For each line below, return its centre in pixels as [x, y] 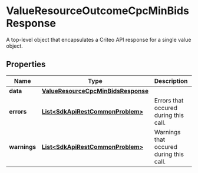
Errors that [169, 100]
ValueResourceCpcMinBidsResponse [95, 91]
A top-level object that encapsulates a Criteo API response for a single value [99, 39]
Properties [26, 64]
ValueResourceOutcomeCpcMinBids [98, 11]
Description [171, 81]
